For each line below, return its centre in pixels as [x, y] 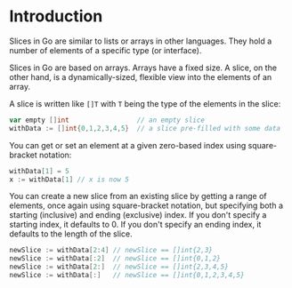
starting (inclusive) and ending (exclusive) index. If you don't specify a [138, 215]
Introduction [56, 16]
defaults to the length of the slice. [71, 234]
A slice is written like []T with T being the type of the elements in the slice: [145, 103]
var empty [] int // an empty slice [107, 120]
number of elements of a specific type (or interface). [105, 50]
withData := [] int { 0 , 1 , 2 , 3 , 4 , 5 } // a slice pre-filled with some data [145, 128]
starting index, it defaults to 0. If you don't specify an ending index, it [135, 225]
